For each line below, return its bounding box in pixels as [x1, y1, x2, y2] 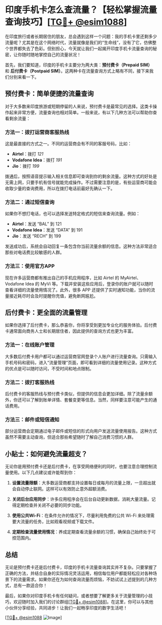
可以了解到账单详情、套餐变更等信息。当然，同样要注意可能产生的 [21, 397, 153, 403]
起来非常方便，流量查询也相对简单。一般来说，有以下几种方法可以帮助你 [9, 109, 153, 115]
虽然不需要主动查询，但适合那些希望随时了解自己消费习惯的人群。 [5, 434, 136, 440]
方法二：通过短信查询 [5, 199, 54, 205]
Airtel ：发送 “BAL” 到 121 [12, 221, 62, 227]
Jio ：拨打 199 [12, 163, 40, 169]
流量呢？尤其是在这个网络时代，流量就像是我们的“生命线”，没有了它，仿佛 [5, 39, 153, 45]
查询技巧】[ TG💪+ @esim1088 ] [5, 16, 127, 28]
